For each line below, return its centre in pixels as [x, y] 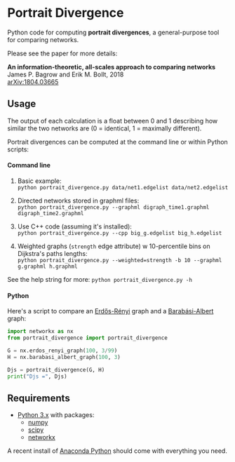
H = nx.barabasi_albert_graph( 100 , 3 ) [64, 357]
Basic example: [39, 181]
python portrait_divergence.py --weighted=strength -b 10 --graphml [120, 260]
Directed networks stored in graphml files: [78, 201]
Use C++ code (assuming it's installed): [74, 226]
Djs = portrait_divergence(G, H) [56, 369]
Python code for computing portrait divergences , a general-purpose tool [113, 32]
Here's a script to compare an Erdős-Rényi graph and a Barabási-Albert [110, 311]
